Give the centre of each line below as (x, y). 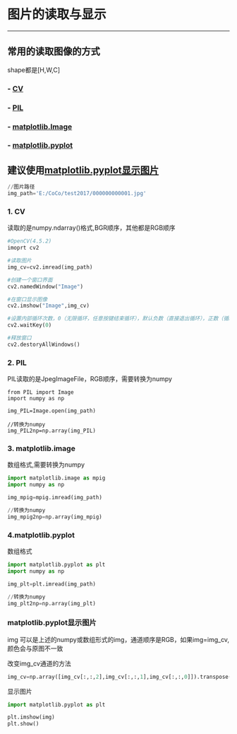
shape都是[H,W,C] (34, 70)
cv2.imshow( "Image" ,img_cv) (49, 306)
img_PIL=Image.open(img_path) (52, 411)
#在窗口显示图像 (28, 299)
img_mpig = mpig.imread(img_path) (55, 498)
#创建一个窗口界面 (30, 280)
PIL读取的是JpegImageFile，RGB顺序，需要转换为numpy (90, 379)
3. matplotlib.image (41, 448)
